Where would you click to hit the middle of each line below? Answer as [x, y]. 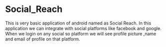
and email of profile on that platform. [43, 39]
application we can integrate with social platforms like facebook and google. [83, 28]
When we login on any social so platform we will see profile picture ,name [81, 33]
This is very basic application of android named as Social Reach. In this [78, 23]
